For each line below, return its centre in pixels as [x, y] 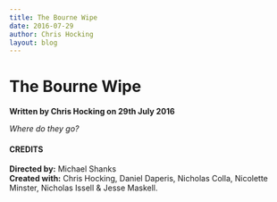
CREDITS [26, 149]
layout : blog [34, 42]
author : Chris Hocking [51, 34]
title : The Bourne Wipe [54, 17]
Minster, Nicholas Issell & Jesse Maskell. [84, 188]
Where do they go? [44, 129]
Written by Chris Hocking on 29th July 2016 [92, 112]
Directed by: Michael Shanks [63, 169]
